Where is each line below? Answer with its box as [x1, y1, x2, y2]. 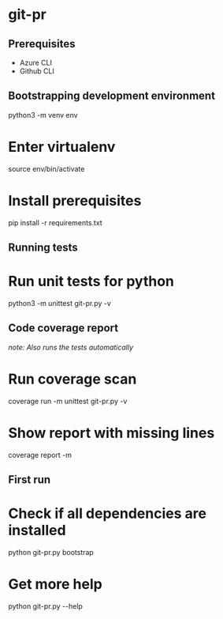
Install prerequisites [8, 191, 142, 209]
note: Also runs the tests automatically [8, 342, 134, 352]
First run [8, 473, 51, 487]
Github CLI [19, 66, 55, 76]
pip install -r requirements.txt [8, 217, 102, 227]
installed [8, 522, 66, 539]
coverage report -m [8, 450, 72, 459]
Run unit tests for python [8, 273, 175, 290]
